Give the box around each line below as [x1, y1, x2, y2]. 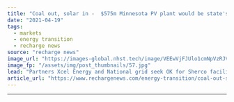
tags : [7, 23, 23, 30]
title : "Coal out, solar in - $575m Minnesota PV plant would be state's [7, 10, 229, 17]
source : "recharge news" [7, 49, 79, 56]
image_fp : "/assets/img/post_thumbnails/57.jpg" [7, 62, 151, 69]
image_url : [7, 56, 39, 62]
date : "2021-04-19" [7, 17, 64, 24]
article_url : [7, 74, 45, 82]
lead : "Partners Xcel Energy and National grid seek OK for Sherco [7, 68, 208, 75]
